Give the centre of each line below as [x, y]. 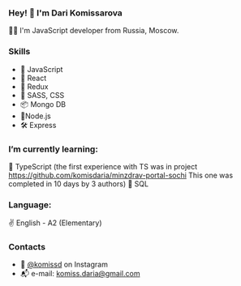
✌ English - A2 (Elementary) [56, 223]
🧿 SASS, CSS [42, 95]
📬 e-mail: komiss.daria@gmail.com [80, 274]
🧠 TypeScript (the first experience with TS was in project [103, 166]
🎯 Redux [34, 86]
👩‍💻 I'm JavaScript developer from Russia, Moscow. [94, 31]
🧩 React [33, 78]
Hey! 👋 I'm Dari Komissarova [66, 13]
